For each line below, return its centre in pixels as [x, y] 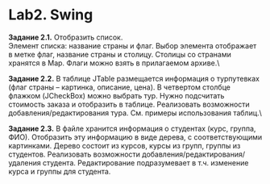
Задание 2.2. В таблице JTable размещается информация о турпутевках [134, 78]
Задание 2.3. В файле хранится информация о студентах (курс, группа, [132, 128]
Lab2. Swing [51, 15]
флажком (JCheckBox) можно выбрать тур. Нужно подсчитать [116, 95]
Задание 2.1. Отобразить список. [66, 37]
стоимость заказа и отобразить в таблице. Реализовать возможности [129, 104]
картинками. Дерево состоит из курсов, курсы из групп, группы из [125, 145]
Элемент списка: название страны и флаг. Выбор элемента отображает [133, 45]
